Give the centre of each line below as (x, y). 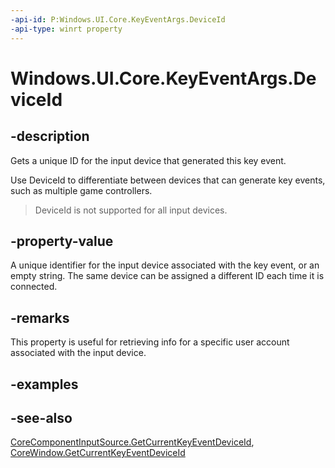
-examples (44, 384)
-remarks (40, 317)
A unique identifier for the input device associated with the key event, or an (165, 265)
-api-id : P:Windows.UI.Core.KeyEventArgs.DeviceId (118, 19)
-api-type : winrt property (66, 29)
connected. (34, 287)
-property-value (62, 241)
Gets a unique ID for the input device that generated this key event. (148, 160)
